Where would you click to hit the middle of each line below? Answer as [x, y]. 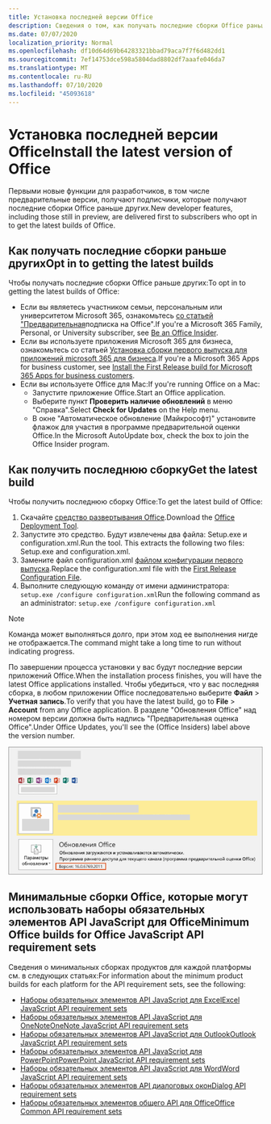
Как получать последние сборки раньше [118, 251]
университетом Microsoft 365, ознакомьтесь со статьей [117, 315]
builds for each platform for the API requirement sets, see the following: [127, 984]
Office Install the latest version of [121, 151]
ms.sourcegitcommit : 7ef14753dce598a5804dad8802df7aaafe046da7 [117, 60]
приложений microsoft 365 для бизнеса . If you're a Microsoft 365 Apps [140, 358]
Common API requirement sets [71, 1111]
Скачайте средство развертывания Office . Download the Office [127, 517]
